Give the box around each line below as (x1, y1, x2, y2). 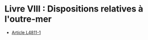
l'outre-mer (4, 13, 52, 25)
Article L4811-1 (11, 29, 41, 35)
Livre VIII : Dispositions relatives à (4, 3, 144, 14)
